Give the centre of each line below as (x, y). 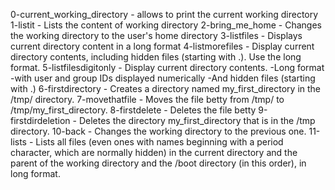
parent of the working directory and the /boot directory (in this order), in (158, 163)
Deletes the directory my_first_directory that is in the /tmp (197, 120)
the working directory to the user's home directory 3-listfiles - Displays (156, 35)
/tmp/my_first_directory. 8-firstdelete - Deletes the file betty (133, 110)
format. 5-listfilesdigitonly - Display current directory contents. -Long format (167, 67)
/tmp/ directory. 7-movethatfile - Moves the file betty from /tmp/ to (147, 99)
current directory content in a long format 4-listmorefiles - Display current (162, 46)
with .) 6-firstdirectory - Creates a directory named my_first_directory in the (166, 88)
